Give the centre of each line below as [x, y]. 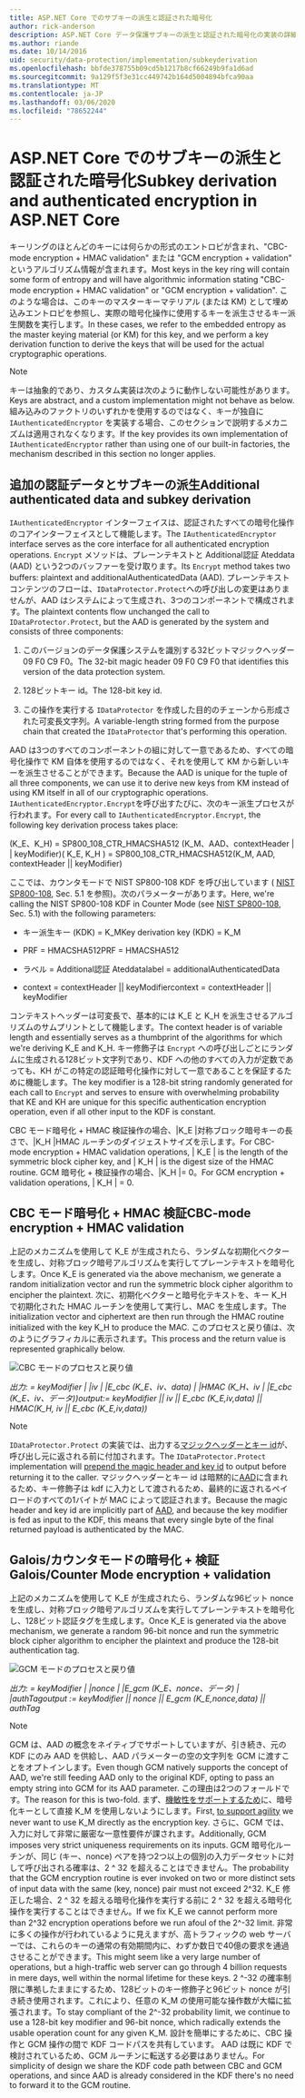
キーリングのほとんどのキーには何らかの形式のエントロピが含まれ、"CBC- [149, 247]
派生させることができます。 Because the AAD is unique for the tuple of [156, 772]
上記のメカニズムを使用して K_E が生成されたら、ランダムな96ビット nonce [152, 1598]
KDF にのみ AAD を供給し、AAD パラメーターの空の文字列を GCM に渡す [146, 1756]
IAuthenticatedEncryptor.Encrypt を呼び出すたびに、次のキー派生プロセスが [152, 803]
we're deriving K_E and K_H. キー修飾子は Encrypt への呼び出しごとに [139, 1048]
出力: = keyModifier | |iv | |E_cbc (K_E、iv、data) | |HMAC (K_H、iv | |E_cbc [151, 1387]
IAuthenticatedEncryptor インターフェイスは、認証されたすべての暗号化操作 [152, 522]
